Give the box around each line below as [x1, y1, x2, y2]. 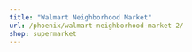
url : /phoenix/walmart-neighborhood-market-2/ [9, 21, 184, 30]
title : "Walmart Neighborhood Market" [9, 12, 152, 22]
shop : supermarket [9, 29, 77, 38]
